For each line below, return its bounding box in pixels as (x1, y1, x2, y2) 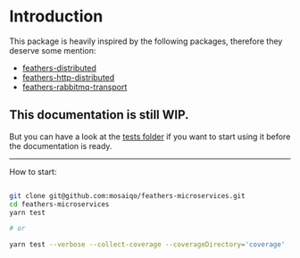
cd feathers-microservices (9, 199, 110, 209)
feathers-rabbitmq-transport (21, 81, 128, 92)
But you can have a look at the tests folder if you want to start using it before (9, 131, 291, 142)
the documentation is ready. (9, 140, 112, 151)
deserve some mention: (9, 45, 96, 55)
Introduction (9, 6, 104, 27)
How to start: (9, 166, 57, 177)
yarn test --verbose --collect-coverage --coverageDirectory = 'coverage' (9, 240, 286, 249)
